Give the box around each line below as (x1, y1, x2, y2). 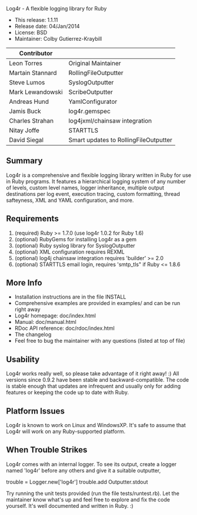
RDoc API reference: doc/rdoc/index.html (14, 324, 115, 332)
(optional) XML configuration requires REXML (14, 248, 125, 255)
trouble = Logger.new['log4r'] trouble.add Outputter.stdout (6, 478, 148, 486)
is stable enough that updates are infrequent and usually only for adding (6, 383, 181, 390)
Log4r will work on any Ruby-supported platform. (6, 428, 125, 435)
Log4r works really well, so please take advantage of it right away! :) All (6, 370, 179, 377)
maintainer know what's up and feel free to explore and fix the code (6, 496, 171, 503)
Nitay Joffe (9, 126, 40, 135)
